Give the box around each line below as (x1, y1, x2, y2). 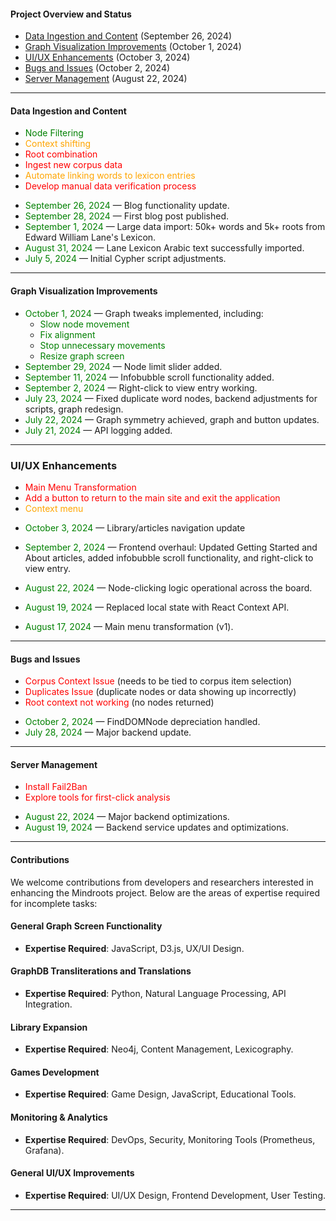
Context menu (24, 502, 84, 514)
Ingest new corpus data (24, 159, 123, 171)
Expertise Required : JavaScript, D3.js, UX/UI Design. (24, 942, 245, 954)
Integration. (24, 998, 73, 1010)
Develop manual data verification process (24, 180, 197, 192)
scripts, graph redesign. (24, 403, 124, 415)
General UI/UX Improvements (10, 1167, 135, 1179)
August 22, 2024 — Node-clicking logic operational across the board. (24, 581, 313, 594)
